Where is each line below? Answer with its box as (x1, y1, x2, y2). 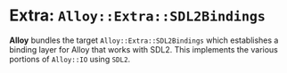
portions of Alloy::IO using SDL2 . (9, 53, 131, 64)
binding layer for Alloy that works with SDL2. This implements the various (9, 44, 278, 54)
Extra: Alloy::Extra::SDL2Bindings (9, 5, 266, 26)
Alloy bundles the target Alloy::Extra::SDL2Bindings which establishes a (9, 35, 279, 45)
